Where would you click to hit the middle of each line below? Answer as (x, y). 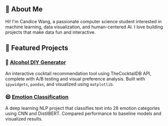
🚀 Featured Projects (37, 48)
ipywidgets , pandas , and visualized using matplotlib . (60, 84)
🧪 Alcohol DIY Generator (36, 62)
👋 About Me (24, 9)
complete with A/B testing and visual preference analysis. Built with (75, 79)
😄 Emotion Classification (37, 97)
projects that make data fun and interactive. (50, 32)
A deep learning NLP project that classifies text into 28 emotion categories (83, 108)
